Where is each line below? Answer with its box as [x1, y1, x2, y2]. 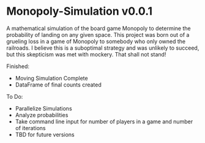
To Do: [6, 93, 23, 100]
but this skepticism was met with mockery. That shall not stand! [6, 50, 166, 58]
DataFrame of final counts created [15, 81, 102, 88]
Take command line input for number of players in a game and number [15, 118, 193, 125]
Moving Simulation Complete [15, 74, 88, 82]
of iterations [15, 124, 46, 131]
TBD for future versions [15, 131, 75, 138]
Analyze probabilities [15, 111, 69, 118]
